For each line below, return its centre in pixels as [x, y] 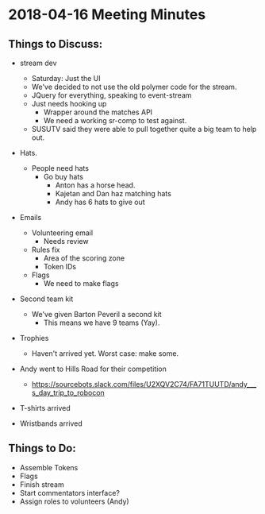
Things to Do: [42, 448]
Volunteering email [62, 233]
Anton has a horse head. [95, 185]
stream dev [38, 63]
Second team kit [46, 299]
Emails [31, 217]
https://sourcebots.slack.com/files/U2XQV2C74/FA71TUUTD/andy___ [144, 384]
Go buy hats [63, 177]
